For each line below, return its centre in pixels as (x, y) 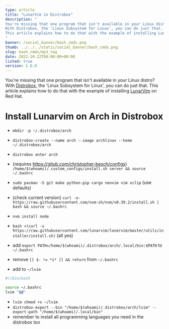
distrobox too (26, 322)
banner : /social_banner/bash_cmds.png (46, 43)
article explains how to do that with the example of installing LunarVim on (81, 91)
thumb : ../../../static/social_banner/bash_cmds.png (62, 47)
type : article (20, 10)
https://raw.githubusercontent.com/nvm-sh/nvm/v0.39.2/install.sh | (86, 202)
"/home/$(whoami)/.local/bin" (71, 312)
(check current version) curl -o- (47, 198)
